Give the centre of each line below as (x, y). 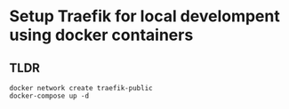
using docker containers (101, 35)
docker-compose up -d (49, 96)
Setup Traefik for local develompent (144, 16)
